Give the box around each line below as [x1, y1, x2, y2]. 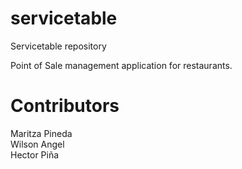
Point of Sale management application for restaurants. [10, 59, 233, 71]
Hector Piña [10, 148, 60, 161]
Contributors [10, 95, 120, 117]
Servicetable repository [10, 40, 107, 52]
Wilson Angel [10, 138, 65, 150]
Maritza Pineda [10, 127, 73, 139]
